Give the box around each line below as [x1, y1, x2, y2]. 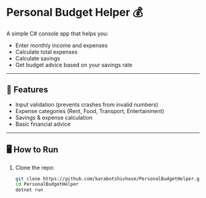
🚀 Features [6, 84, 48, 95]
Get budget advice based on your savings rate [15, 61, 133, 68]
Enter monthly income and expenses [15, 42, 108, 49]
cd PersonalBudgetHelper [15, 182, 79, 188]
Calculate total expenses [15, 48, 78, 56]
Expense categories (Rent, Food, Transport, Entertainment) [15, 107, 164, 114]
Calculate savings [15, 54, 60, 62]
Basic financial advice [15, 120, 71, 128]
